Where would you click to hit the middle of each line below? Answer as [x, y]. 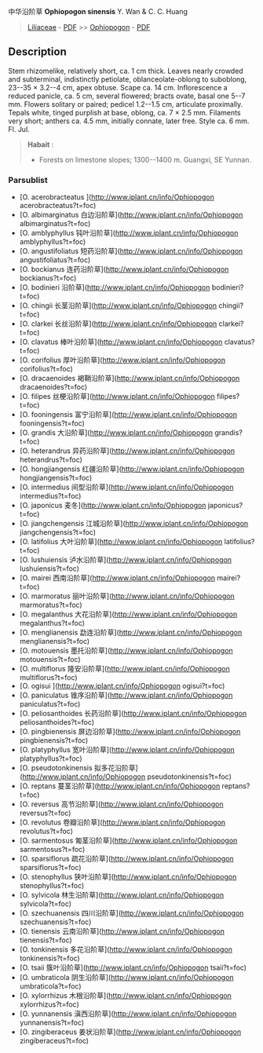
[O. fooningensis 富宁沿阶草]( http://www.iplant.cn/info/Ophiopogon [128, 415]
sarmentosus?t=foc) [52, 850]
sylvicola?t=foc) [46, 904]
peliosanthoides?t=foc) [57, 722]
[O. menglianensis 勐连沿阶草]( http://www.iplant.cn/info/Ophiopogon [131, 633]
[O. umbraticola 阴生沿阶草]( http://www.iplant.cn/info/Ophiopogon [126, 978]
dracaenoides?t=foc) [53, 387]
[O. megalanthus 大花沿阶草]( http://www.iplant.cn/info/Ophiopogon [128, 614]
